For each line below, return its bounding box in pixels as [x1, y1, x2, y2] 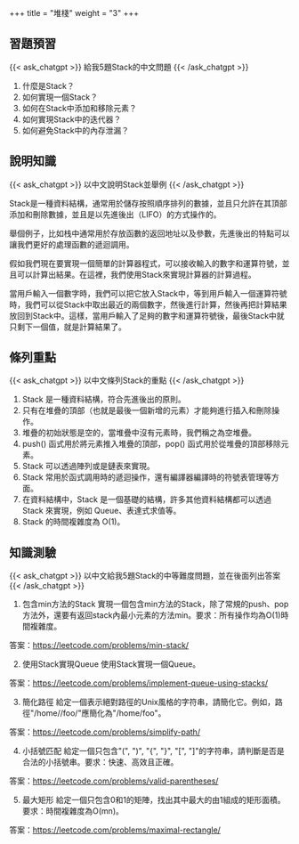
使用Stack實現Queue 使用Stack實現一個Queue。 [21, 659, 201, 670]
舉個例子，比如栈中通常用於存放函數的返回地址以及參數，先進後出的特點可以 [9, 228, 290, 239]
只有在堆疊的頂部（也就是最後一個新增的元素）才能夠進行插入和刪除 [21, 405, 272, 416]
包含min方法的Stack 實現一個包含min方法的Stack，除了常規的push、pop [21, 599, 289, 610]
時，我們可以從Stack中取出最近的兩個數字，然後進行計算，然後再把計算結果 [9, 299, 287, 310]
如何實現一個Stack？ [21, 92, 98, 102]
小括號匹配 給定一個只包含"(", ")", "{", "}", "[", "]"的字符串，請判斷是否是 [21, 746, 285, 757]
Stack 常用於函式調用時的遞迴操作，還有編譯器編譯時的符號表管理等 [21, 472, 271, 483]
